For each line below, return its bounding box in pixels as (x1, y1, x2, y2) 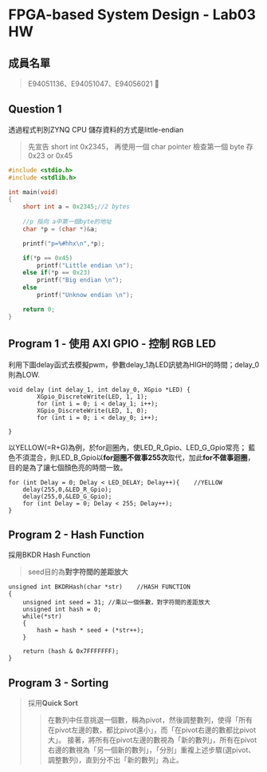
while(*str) (22, 612, 62, 620)
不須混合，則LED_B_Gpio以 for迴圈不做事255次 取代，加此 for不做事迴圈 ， (14, 453, 255, 462)
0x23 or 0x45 (27, 150, 73, 160)
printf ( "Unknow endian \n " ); (37, 291, 134, 299)
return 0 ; (22, 305, 56, 313)
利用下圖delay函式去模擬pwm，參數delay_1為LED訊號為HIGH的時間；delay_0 (8, 359, 260, 369)
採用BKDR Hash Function (8, 550, 91, 560)
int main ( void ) (8, 188, 59, 196)
